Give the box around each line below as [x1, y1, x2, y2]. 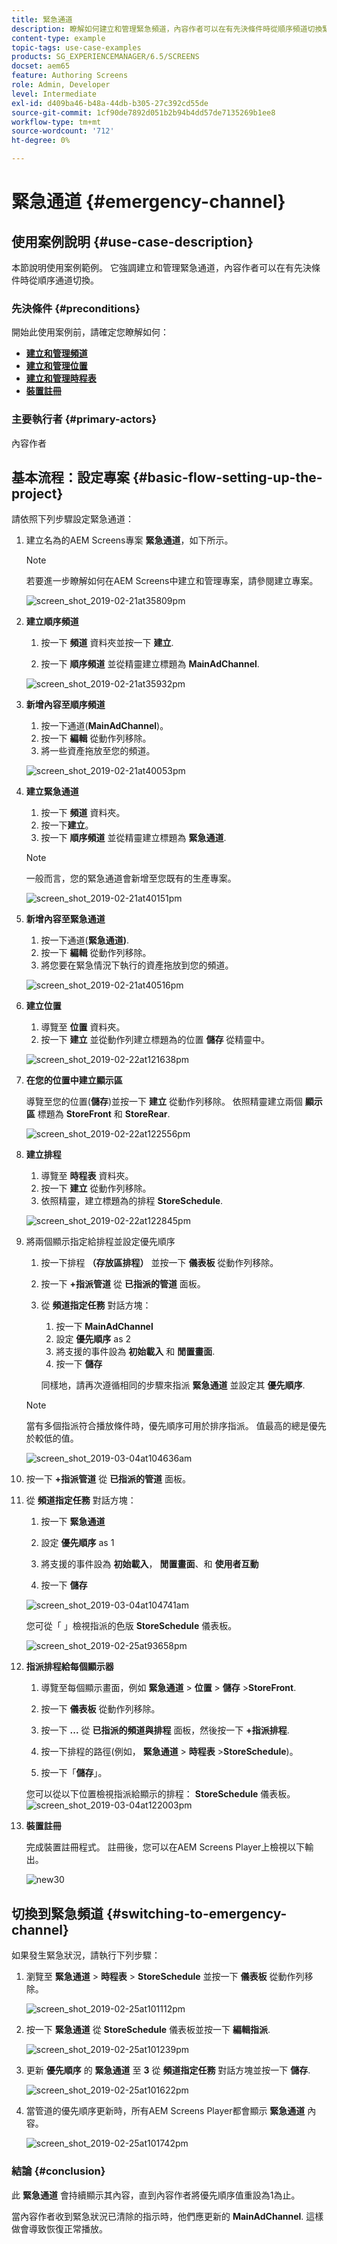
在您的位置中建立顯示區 [25, 1074, 123, 1086]
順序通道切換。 [37, 274, 99, 286]
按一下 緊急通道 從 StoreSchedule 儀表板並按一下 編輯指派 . [25, 2024, 271, 2036]
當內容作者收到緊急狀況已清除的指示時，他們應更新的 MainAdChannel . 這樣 [11, 2210, 324, 2222]
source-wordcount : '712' [11, 126, 115, 136]
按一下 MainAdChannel [55, 1321, 154, 1333]
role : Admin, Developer [11, 80, 111, 90]
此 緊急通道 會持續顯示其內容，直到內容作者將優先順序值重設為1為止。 [11, 2189, 301, 2201]
